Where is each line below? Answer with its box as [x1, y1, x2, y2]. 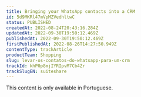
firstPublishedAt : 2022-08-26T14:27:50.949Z [6, 41, 117, 47]
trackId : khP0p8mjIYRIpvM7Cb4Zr [6, 63, 85, 69]
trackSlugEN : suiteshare [6, 68, 67, 74]
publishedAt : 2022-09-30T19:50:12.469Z [6, 36, 104, 41]
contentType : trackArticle [6, 47, 72, 53]
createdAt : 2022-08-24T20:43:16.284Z [6, 25, 99, 31]
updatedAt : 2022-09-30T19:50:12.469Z [6, 30, 99, 36]
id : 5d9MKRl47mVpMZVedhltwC [6, 14, 75, 20]
